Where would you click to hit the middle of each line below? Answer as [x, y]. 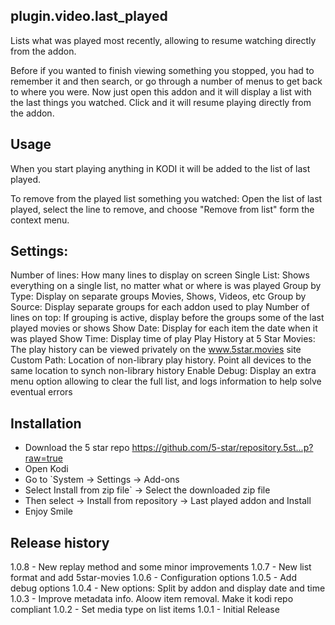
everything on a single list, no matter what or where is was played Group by [166, 286]
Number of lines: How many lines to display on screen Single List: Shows [160, 275]
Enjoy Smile [48, 511]
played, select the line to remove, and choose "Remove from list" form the [162, 209]
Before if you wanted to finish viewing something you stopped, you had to [162, 70]
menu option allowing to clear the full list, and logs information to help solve [166, 381]
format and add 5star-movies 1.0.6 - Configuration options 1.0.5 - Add [153, 578]
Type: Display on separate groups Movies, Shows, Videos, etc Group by [158, 296]
